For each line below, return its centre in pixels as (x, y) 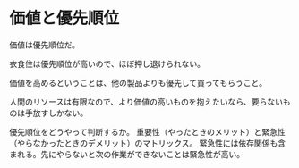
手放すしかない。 (56, 113)
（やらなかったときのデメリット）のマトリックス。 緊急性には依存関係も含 (148, 143)
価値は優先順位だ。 (45, 45)
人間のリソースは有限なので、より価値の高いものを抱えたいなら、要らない (146, 101)
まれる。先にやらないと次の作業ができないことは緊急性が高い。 (127, 154)
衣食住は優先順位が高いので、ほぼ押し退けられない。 (107, 63)
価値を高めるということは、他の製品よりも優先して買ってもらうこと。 (138, 82)
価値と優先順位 (64, 18)
